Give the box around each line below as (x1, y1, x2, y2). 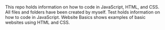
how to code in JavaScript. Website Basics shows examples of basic (5, 15, 146, 20)
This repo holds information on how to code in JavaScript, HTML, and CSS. (5, 4, 160, 10)
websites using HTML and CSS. (5, 19, 70, 25)
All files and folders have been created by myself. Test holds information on (5, 9, 161, 15)
